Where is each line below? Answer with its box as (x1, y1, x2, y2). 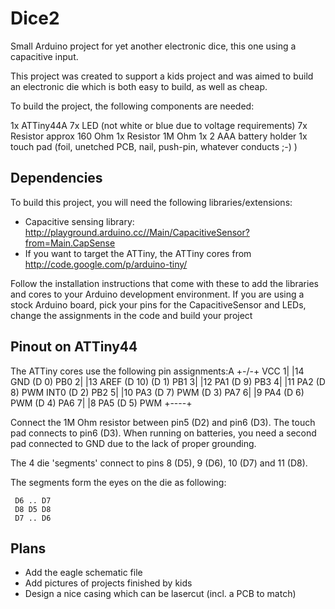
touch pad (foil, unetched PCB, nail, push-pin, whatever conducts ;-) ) (10, 140, 298, 152)
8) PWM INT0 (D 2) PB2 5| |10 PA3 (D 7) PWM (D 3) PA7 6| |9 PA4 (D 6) (10, 386, 305, 398)
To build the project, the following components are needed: (10, 100, 255, 112)
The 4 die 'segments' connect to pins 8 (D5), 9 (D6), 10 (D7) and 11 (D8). (10, 457, 308, 469)
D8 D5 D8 (14, 504, 52, 514)
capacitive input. (10, 50, 79, 62)
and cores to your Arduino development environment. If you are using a (10, 288, 305, 300)
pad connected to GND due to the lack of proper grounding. (10, 437, 257, 449)
